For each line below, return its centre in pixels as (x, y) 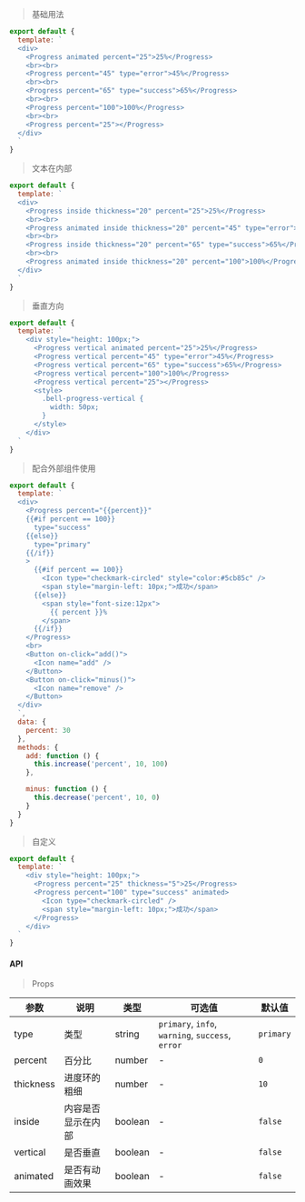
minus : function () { (66, 789)
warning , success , (195, 1036)
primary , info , (188, 1024)
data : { (32, 722)
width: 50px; (74, 407)
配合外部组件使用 (64, 468)
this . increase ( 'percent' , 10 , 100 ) (101, 764)
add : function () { (63, 756)
